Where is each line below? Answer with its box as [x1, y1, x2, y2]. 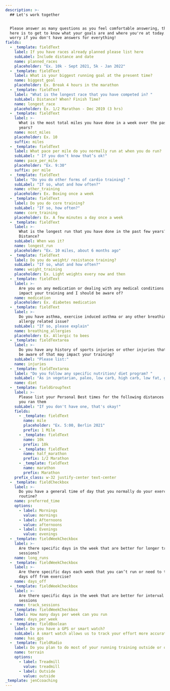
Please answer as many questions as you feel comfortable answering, [10, 26, 159, 31]
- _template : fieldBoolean [10, 621, 67, 626]
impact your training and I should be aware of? [18, 290, 123, 295]
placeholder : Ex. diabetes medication [14, 300, 96, 305]
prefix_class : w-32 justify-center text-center [14, 475, 116, 480]
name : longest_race [14, 101, 56, 107]
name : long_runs [14, 555, 49, 560]
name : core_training [14, 210, 58, 215]
